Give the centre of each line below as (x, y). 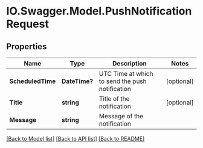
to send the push (123, 81)
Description (130, 63)
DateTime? (77, 81)
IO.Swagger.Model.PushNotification (99, 11)
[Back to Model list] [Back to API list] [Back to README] (76, 139)
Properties (27, 46)
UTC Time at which (126, 74)
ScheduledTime (33, 81)
